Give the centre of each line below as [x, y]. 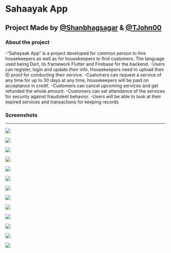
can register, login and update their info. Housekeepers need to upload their [85, 69]
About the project [27, 42]
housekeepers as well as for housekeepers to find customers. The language [85, 59]
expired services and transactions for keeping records [62, 102]
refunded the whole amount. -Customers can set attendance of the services [85, 91]
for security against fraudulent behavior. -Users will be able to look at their [83, 96]
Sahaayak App [36, 9]
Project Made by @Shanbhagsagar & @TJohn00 [83, 28]
